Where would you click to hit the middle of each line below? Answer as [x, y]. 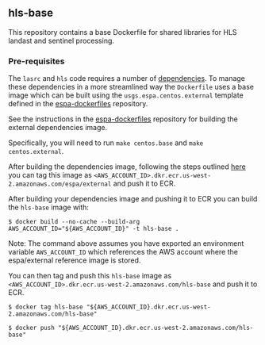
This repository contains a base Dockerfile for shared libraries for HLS [123, 32]
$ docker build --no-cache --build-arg [74, 222]
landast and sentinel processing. [61, 40]
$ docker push [32, 328]
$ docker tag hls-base [46, 307]
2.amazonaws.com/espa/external [60, 184]
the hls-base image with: [49, 207]
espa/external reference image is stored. [75, 260]
